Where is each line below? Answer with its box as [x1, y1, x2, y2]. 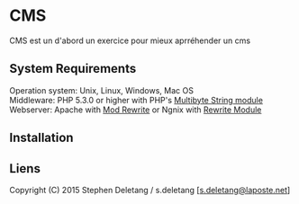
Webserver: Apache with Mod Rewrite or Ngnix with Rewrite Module [9, 104, 262, 115]
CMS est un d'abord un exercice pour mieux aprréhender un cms [9, 35, 250, 46]
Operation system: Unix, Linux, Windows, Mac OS [9, 84, 194, 95]
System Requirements [9, 61, 137, 76]
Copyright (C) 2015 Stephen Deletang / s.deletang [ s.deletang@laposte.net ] [9, 184, 291, 195]
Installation [9, 130, 74, 146]
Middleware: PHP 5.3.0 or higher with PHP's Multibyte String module [9, 94, 264, 105]
